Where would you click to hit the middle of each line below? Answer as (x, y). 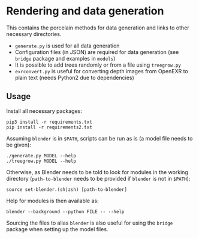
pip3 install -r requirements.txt (49, 122)
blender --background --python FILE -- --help (65, 211)
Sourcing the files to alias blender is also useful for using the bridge (90, 223)
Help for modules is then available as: (52, 201)
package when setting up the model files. (57, 229)
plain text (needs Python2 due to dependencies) (75, 77)
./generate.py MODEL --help (41, 156)
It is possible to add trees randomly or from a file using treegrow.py (98, 65)
